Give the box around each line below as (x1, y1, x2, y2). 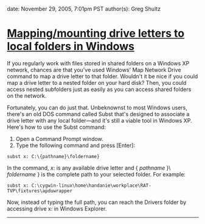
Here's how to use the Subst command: (7, 123, 106, 131)
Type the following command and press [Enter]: (15, 142, 136, 149)
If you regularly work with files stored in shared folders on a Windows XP (7, 59, 190, 67)
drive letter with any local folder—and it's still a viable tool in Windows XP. (7, 117, 192, 124)
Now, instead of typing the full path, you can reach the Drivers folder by (7, 198, 187, 206)
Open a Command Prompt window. (15, 135, 104, 142)
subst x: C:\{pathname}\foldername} (7, 153, 100, 159)
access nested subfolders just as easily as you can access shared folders (7, 85, 192, 93)
